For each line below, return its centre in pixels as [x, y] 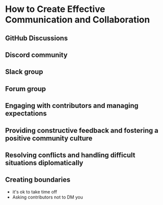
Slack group [24, 72]
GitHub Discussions [37, 38]
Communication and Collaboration [78, 20]
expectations [26, 114]
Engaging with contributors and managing [72, 106]
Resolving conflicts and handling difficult [70, 155]
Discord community [37, 55]
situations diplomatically [44, 163]
